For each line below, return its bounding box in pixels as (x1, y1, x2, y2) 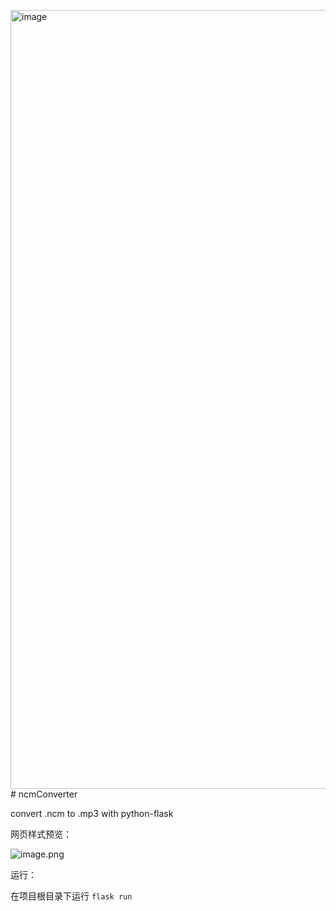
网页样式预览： (10, 828, 72, 840)
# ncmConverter (10, 788, 78, 800)
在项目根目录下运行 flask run (10, 890, 133, 902)
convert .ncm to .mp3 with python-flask (10, 808, 174, 819)
